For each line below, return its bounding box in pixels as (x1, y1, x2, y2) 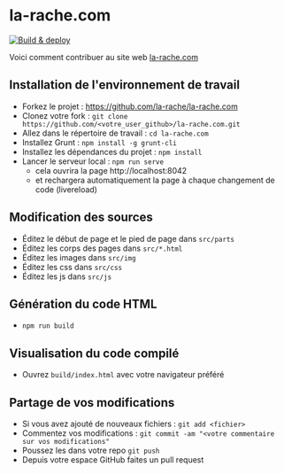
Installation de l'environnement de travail (9, 77, 241, 93)
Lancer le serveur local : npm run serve (21, 156, 165, 167)
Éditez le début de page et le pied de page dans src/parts (21, 233, 234, 244)
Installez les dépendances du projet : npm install (21, 146, 203, 157)
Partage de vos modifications (9, 395, 175, 410)
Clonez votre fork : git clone (21, 110, 128, 120)
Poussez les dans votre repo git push (21, 445, 160, 455)
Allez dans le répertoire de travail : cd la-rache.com (21, 128, 210, 138)
